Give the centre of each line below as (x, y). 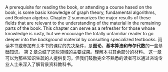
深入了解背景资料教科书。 (49, 64)
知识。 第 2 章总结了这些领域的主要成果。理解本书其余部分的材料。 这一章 (85, 52)
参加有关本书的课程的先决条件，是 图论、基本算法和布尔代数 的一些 (90, 46)
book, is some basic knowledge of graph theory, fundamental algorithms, (80, 12)
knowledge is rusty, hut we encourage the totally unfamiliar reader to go (79, 34)
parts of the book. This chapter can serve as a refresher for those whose (80, 28)
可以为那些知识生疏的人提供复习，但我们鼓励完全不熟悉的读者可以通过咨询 (82, 58)
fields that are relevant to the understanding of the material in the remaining (83, 23)
